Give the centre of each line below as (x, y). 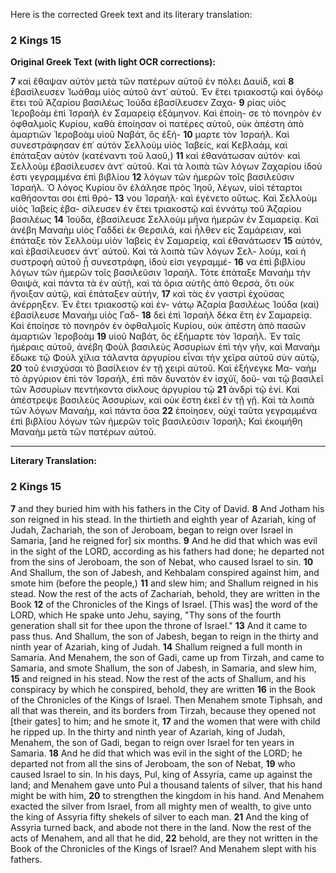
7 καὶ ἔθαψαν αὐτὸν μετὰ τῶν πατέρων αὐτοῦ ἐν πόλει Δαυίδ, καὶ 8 (152, 81)
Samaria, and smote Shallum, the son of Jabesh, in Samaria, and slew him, (163, 668)
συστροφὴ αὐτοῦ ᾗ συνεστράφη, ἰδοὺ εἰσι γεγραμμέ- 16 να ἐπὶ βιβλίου (158, 262)
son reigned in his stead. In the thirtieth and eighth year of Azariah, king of (163, 519)
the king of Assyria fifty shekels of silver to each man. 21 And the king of (160, 816)
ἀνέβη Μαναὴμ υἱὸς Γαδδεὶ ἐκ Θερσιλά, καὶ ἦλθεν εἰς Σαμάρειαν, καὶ (156, 230)
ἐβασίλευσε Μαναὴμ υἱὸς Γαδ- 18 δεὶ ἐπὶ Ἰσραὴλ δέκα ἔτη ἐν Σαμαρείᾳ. (161, 315)
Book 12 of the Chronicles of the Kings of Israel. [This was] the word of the (164, 604)
